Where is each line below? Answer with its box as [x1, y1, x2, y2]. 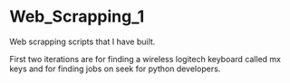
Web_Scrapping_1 [9, 6, 145, 27]
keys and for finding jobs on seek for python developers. [9, 63, 221, 74]
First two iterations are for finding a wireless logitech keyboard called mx [9, 53, 281, 64]
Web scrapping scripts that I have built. [9, 36, 156, 47]
